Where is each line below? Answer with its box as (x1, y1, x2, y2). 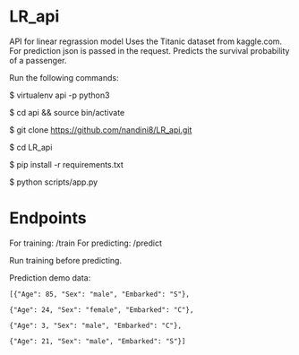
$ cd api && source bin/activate (9, 107, 125, 117)
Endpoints (9, 208, 87, 229)
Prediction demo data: (9, 272, 91, 283)
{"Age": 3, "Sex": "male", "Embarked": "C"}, (9, 321, 182, 330)
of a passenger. (9, 55, 67, 65)
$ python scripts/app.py (9, 177, 98, 187)
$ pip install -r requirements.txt (9, 159, 124, 169)
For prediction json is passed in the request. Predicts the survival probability (9, 45, 290, 56)
